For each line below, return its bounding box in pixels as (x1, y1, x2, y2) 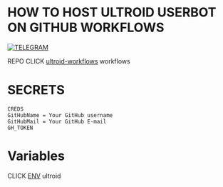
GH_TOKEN (7, 124, 33, 131)
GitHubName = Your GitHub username (7, 111, 113, 118)
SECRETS (7, 82, 66, 98)
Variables (7, 148, 66, 164)
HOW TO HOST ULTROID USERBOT (7, 4, 217, 21)
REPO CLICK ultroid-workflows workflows (7, 56, 130, 65)
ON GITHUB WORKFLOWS (7, 19, 165, 36)
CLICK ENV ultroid (7, 171, 61, 180)
